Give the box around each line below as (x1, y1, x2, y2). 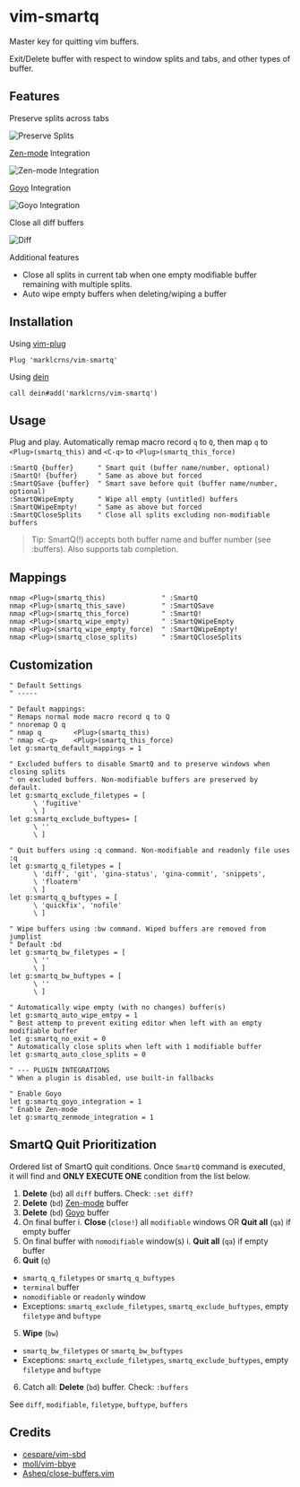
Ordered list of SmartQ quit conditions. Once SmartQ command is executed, (9, 1160, 286, 1172)
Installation (9, 314, 73, 329)
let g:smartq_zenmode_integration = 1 (9, 1113, 154, 1122)
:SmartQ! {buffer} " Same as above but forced (9, 471, 202, 481)
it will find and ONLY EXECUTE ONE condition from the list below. (9, 1170, 251, 1181)
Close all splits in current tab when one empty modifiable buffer (21, 269, 258, 280)
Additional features (9, 251, 80, 262)
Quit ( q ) (21, 1255, 51, 1265)
